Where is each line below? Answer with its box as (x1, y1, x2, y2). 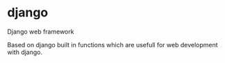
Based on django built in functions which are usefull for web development (7, 40, 218, 49)
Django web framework (7, 27, 74, 36)
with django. (7, 48, 43, 56)
